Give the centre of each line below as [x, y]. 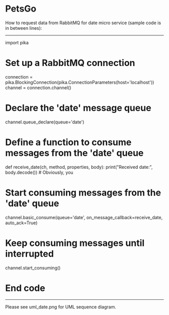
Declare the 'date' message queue [78, 108]
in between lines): [24, 28]
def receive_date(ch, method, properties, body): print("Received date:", [79, 167]
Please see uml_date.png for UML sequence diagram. [61, 307]
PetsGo [21, 9]
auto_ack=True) [21, 223]
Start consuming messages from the [83, 193]
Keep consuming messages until [75, 243]
